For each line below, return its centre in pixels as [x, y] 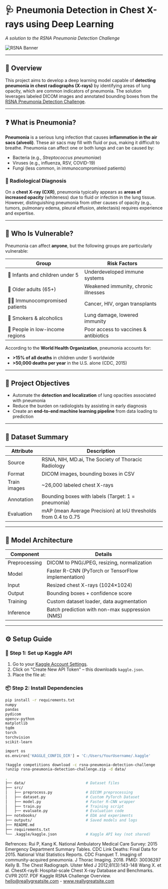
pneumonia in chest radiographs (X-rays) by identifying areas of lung [78, 86]
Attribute [22, 451]
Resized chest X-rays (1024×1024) [89, 585]
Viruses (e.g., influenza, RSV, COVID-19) [54, 163]
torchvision [17, 737]
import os [15, 751]
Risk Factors [122, 263]
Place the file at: [29, 674]
